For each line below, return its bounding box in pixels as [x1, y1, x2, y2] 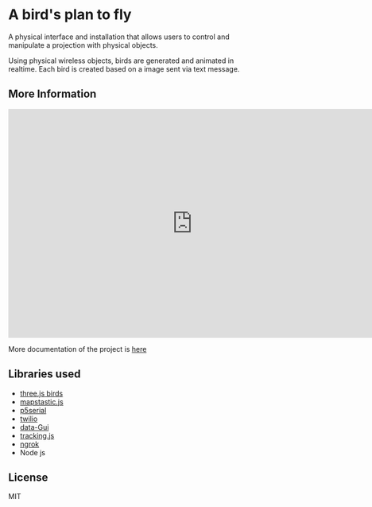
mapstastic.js [19, 396, 64, 407]
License [8, 470, 48, 484]
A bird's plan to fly [8, 6, 132, 24]
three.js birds [19, 388, 64, 398]
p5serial [19, 405, 47, 415]
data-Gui [19, 422, 49, 431]
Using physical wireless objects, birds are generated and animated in [8, 56, 234, 65]
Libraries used [8, 368, 81, 381]
